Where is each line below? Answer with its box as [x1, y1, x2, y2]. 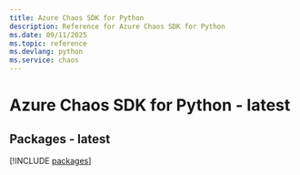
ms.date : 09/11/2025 [9, 30, 88, 39]
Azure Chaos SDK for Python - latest [9, 95, 291, 116]
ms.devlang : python [9, 47, 84, 57]
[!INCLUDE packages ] [9, 156, 92, 166]
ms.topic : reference [9, 38, 88, 48]
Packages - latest [9, 131, 111, 147]
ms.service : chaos [9, 56, 79, 65]
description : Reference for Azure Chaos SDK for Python [9, 22, 225, 31]
